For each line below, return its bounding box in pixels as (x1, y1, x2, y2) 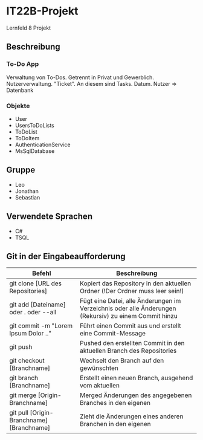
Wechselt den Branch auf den (79, 357, 164, 365)
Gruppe (6, 165, 36, 175)
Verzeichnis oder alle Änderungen (79, 304, 176, 312)
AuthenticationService (14, 141, 71, 148)
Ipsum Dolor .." (9, 329, 52, 338)
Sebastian (14, 193, 40, 201)
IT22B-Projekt (6, 4, 79, 18)
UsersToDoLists (14, 121, 54, 129)
